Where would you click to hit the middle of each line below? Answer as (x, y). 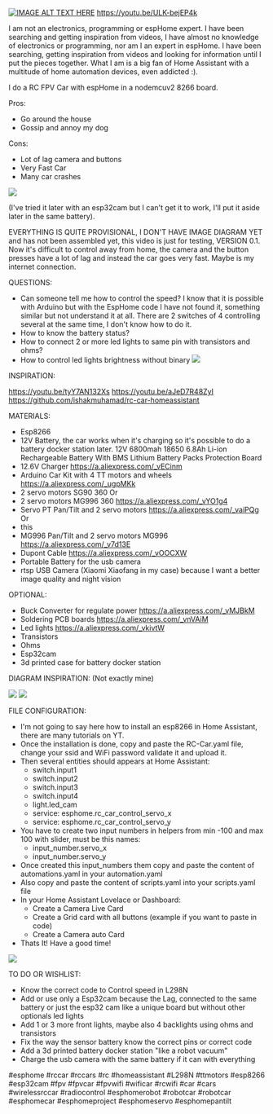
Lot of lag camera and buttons (71, 159)
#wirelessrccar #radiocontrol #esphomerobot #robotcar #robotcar (120, 1092)
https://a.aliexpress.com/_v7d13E (75, 544)
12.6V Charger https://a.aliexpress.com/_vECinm (101, 466)
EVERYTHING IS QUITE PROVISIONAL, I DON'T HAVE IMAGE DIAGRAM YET (136, 232)
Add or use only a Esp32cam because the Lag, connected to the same (138, 999)
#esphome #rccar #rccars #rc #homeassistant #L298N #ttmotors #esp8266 (137, 1075)
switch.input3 (55, 787)
